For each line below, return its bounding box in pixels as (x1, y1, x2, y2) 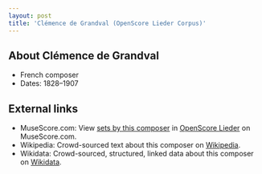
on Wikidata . (19, 157, 62, 167)
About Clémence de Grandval (8, 49, 159, 63)
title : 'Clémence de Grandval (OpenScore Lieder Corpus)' (8, 19, 207, 27)
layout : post (8, 11, 52, 20)
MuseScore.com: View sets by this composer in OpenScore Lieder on (19, 123, 251, 133)
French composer (19, 70, 79, 80)
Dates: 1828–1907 (19, 79, 79, 88)
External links (8, 102, 79, 115)
